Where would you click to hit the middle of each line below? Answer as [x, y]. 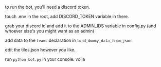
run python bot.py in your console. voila [45, 59]
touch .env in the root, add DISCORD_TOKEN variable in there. [67, 16]
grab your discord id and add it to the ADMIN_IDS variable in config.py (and [81, 26]
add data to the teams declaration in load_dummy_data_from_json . [69, 40]
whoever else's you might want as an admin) [50, 31]
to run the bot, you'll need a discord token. [48, 7]
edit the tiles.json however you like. [40, 50]
